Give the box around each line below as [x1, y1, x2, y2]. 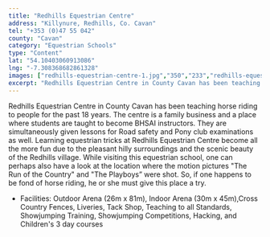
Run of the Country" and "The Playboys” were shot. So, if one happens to [8, 170, 252, 179]
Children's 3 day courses [19, 219, 104, 229]
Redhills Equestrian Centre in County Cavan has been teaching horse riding [8, 101, 258, 111]
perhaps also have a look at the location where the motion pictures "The [8, 161, 247, 170]
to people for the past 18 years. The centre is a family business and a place [8, 109, 257, 119]
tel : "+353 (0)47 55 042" [8, 27, 95, 35]
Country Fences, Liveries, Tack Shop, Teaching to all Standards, [19, 202, 232, 211]
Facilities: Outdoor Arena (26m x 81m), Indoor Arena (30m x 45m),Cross [19, 194, 259, 203]
